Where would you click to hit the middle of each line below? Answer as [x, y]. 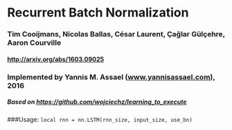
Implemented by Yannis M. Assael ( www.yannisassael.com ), [111, 77]
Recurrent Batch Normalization [98, 13]
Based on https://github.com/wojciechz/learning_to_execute [97, 102]
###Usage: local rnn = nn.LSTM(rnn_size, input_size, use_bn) [100, 119]
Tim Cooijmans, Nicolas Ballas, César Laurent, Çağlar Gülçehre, [116, 34]
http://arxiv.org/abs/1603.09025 [56, 59]
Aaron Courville [34, 43]
